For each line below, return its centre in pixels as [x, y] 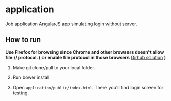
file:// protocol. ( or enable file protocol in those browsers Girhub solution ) [86, 57]
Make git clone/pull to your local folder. [54, 67]
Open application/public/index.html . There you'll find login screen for [88, 87]
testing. [21, 93]
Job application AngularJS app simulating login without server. [71, 24]
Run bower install [31, 77]
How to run [23, 40]
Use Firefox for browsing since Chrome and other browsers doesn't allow [85, 52]
